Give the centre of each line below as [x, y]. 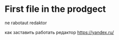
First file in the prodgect [55, 9]
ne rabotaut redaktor [26, 23]
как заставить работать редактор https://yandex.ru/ [59, 32]
